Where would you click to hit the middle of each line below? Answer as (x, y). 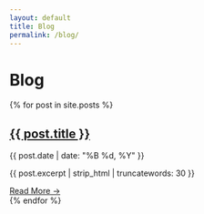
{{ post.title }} (50, 133)
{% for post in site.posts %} (61, 105)
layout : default (40, 18)
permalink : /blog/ (44, 35)
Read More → (35, 191)
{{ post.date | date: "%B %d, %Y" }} (77, 156)
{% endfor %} (36, 200)
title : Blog (32, 26)
